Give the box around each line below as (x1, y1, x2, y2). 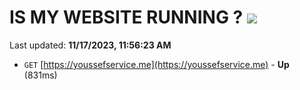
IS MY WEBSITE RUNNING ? (9, 6, 244, 29)
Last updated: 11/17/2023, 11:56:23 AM (9, 39, 172, 51)
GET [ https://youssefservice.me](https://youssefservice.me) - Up (23, 58, 290, 70)
